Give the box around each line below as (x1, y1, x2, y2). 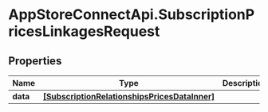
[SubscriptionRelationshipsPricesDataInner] (42, 91, 215, 102)
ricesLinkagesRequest (8, 22, 160, 41)
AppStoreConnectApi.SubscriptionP (8, 6, 255, 24)
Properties (8, 54, 62, 68)
